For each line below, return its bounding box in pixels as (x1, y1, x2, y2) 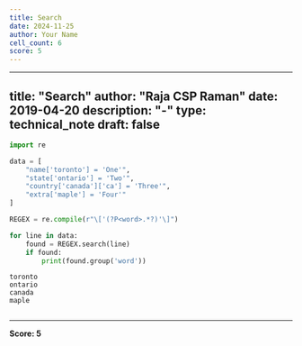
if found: (25, 248, 63, 257)
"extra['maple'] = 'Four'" (25, 190, 127, 199)
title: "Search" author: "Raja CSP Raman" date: (9, 88, 279, 104)
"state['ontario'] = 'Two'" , (25, 173, 135, 183)
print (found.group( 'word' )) (41, 256, 147, 266)
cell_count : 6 (9, 38, 63, 48)
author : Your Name (9, 30, 78, 39)
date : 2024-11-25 (9, 22, 75, 31)
